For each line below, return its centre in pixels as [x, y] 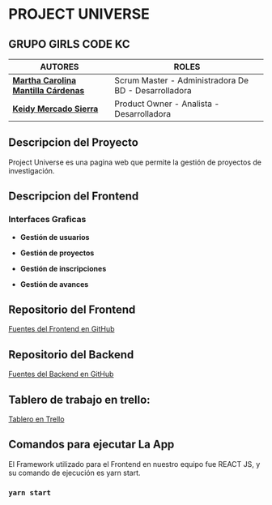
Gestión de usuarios [55, 237]
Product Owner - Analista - [167, 104]
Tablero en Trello [36, 419]
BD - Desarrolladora [153, 90]
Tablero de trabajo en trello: [80, 399]
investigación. [32, 170]
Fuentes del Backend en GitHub [61, 374]
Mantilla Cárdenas [49, 90]
